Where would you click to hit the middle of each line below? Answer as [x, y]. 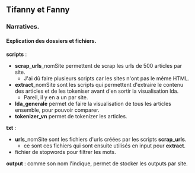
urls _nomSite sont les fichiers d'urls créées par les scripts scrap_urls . [100, 139]
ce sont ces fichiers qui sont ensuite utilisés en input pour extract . [104, 146]
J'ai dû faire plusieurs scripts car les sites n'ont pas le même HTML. [106, 78]
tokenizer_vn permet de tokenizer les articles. [71, 116]
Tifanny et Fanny [38, 10]
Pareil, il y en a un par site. [56, 97]
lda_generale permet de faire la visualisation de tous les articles [93, 103]
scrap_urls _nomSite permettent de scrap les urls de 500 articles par [98, 65]
